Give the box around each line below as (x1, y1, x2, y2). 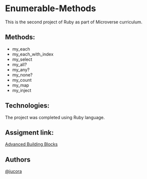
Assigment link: (5, 128, 54, 137)
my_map (12, 82, 29, 88)
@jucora (5, 168, 22, 174)
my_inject (12, 87, 32, 93)
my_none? (12, 72, 33, 78)
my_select (12, 56, 33, 62)
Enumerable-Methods (5, 3, 96, 14)
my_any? (12, 67, 30, 72)
